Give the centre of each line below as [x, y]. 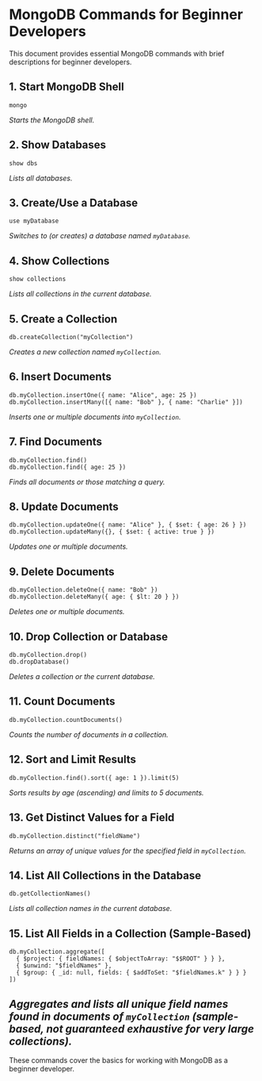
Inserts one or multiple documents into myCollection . [95, 417]
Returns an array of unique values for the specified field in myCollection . [127, 851]
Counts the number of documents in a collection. [89, 734]
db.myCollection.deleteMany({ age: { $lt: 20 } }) [94, 597]
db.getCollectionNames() [50, 894]
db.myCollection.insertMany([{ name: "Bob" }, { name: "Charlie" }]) [126, 402]
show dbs [23, 163]
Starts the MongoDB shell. [52, 120]
